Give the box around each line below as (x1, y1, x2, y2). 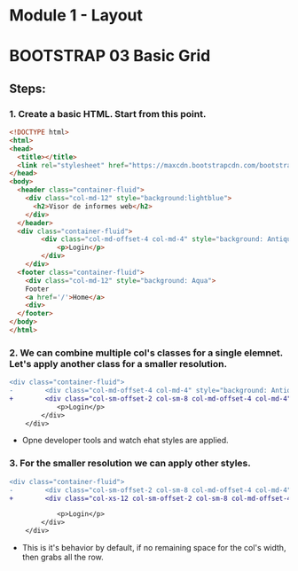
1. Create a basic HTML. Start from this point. (9, 107, 207, 120)
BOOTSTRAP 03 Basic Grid (9, 46, 211, 66)
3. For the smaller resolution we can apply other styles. (9, 458, 251, 470)
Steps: (9, 81, 46, 96)
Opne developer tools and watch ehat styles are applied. (21, 435, 229, 446)
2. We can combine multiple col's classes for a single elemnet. (9, 347, 284, 359)
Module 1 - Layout (9, 5, 144, 26)
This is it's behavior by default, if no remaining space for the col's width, (21, 543, 286, 553)
